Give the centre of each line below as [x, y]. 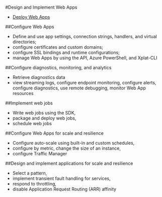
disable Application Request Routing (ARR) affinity [64, 189]
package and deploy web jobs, [44, 118]
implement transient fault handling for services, [61, 178]
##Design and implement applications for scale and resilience [69, 163]
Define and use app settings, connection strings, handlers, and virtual [85, 36]
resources [23, 93]
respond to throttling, [34, 184]
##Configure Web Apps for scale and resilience [55, 133]
